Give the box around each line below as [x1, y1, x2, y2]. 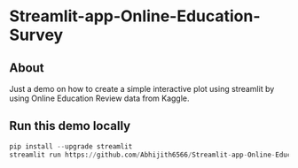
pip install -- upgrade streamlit [9, 141, 133, 151]
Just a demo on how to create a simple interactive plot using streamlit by [9, 84, 275, 94]
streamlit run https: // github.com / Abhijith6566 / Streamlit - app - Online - [9, 150, 276, 159]
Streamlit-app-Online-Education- [9, 6, 261, 27]
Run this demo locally [9, 118, 131, 134]
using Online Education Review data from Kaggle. [9, 93, 190, 103]
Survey [9, 25, 64, 45]
